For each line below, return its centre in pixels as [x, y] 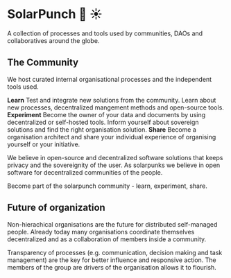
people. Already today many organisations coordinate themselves [101, 232]
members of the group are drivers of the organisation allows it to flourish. [112, 267]
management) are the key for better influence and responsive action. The [112, 260]
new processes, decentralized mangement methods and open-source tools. [115, 107]
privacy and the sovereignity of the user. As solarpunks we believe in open [114, 165]
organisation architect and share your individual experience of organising [112, 137]
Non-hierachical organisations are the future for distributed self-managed [112, 224]
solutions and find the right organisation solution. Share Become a [102, 129]
